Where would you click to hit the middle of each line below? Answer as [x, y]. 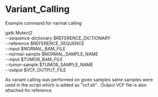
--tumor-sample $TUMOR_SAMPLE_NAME [49, 64]
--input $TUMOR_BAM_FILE [34, 59]
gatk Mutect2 [19, 32]
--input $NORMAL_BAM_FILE [35, 48]
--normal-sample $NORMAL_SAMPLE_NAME [52, 54]
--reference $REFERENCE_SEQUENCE [45, 43]
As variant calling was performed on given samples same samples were [79, 79]
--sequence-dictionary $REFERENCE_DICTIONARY [58, 38]
